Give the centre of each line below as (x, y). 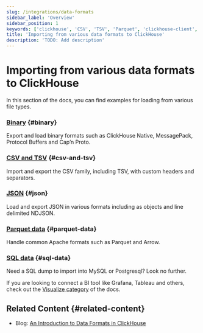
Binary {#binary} (32, 122)
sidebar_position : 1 (33, 23)
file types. (19, 107)
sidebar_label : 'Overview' (41, 18)
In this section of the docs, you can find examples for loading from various (100, 100)
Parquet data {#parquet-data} (52, 229)
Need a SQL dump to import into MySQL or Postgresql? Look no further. (97, 271)
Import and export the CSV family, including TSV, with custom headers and (100, 171)
